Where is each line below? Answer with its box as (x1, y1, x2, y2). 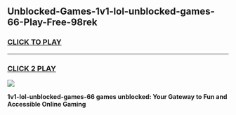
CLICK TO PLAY (7, 38, 62, 47)
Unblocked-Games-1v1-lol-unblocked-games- (7, 6, 216, 17)
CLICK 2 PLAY (7, 63, 56, 73)
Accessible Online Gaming (7, 100, 86, 108)
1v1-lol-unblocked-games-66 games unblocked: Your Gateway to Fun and (7, 92, 228, 100)
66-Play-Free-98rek (7, 17, 98, 29)
